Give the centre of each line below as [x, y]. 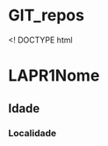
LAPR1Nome [54, 76]
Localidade [32, 134]
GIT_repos [47, 15]
